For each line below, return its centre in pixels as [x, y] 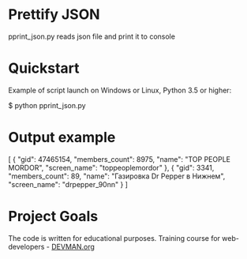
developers [26, 246]
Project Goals [53, 216]
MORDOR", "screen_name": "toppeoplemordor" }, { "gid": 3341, [111, 167]
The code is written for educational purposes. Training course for [114, 238]
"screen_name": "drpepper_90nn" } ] [68, 184]
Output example [62, 138]
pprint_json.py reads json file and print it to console [92, 36]
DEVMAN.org [73, 246]
